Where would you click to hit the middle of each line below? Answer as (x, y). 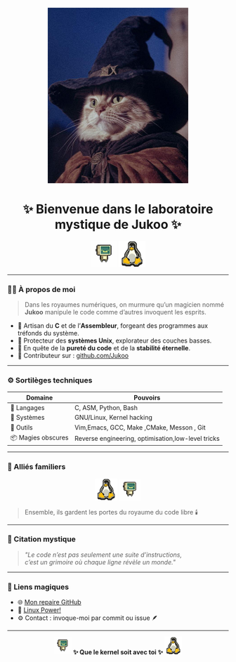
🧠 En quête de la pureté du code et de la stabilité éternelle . (104, 347)
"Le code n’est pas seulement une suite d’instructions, (103, 555)
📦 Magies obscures (39, 437)
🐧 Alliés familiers (37, 467)
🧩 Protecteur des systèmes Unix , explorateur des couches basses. (114, 340)
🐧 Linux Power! (39, 610)
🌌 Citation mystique (41, 539)
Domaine (39, 397)
